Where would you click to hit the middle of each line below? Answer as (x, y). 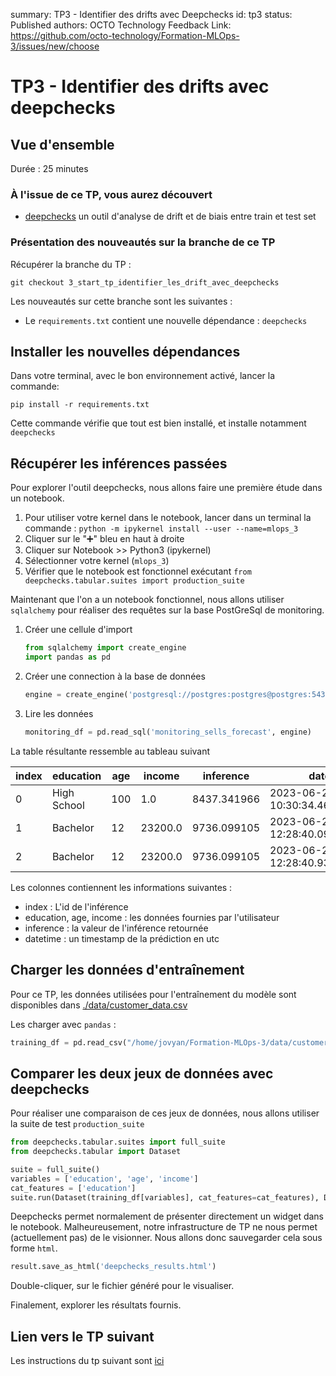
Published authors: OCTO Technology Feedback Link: (121, 25)
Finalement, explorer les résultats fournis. (96, 1305)
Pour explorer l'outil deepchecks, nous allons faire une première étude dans (166, 488)
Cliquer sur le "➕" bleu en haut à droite (104, 539)
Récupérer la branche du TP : (71, 264)
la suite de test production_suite (77, 1124)
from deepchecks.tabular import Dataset (96, 1152)
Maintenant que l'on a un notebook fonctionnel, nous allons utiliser (147, 600)
